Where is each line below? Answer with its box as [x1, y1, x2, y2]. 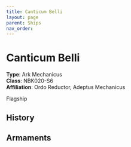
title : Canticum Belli [6, 8, 63, 15]
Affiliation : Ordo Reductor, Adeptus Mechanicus [6, 84, 126, 91]
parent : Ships [6, 20, 42, 26]
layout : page [6, 14, 39, 20]
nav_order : [6, 25, 33, 32]
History [6, 112, 35, 122]
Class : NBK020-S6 [6, 77, 54, 84]
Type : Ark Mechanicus [6, 71, 63, 78]
